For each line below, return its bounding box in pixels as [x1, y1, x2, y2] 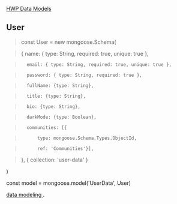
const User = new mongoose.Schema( [20, 38, 116, 46]
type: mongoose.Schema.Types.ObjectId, [37, 135, 137, 141]
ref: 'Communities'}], [37, 145, 94, 152]
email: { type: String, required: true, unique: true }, [26, 61, 172, 68]
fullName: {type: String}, [26, 82, 94, 89]
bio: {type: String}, [26, 103, 81, 110]
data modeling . [6, 191, 45, 198]
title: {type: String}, [26, 93, 86, 99]
